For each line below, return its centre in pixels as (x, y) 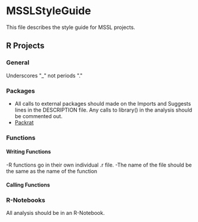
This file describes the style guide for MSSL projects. (71, 27)
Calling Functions (28, 185)
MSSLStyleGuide (49, 11)
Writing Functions (29, 152)
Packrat (24, 122)
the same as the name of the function (52, 171)
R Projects (25, 46)
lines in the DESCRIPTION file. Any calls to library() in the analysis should (103, 110)
